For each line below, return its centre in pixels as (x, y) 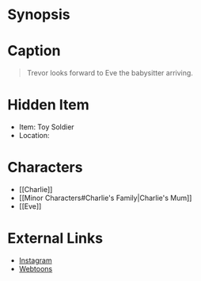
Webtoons (36, 268)
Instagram (35, 260)
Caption (34, 51)
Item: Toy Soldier (46, 127)
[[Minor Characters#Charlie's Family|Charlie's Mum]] (105, 198)
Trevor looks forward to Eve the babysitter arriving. (110, 73)
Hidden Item (49, 105)
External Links (55, 239)
